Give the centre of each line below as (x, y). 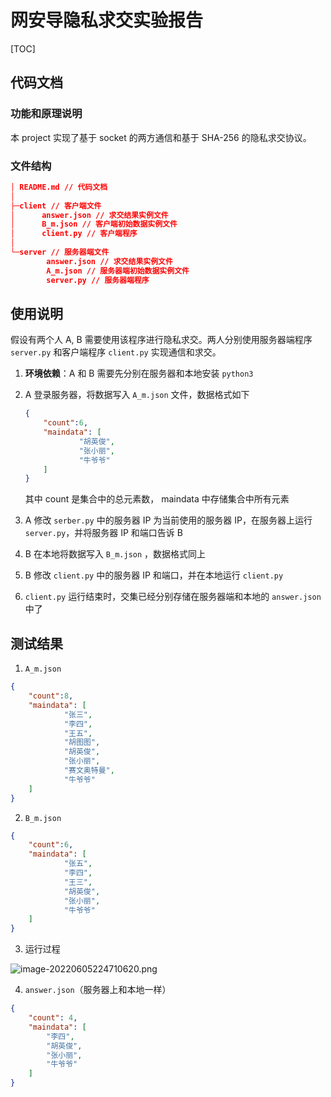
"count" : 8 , (51, 696)
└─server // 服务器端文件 (60, 252)
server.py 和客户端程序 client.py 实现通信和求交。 (116, 352)
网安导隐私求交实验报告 (107, 20)
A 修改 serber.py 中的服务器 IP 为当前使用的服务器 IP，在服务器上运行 (168, 520)
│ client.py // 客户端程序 (74, 234)
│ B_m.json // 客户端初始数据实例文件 (94, 224)
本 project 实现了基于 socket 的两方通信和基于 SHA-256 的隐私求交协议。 (161, 137)
